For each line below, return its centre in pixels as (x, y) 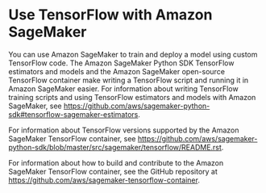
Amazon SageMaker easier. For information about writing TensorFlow (124, 88)
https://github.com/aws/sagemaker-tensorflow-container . (104, 180)
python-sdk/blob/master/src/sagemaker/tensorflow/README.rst (115, 147)
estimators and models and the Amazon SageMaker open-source (117, 71)
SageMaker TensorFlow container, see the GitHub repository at (113, 171)
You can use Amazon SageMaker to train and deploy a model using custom (133, 54)
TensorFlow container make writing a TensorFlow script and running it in (129, 80)
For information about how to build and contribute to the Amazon (116, 162)
